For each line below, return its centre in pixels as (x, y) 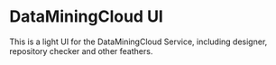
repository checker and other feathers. (81, 51)
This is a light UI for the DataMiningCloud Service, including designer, (138, 42)
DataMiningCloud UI (87, 17)
